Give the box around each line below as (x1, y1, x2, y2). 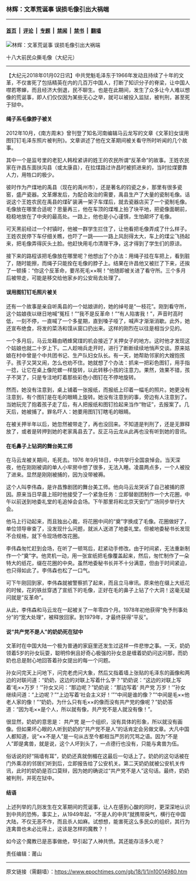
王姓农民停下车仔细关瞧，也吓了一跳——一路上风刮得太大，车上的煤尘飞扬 (6, 232, 185, 239)
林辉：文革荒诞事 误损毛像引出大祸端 (6, 5, 109, 13)
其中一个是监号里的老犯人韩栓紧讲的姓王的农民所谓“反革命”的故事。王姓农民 (6, 156, 190, 163)
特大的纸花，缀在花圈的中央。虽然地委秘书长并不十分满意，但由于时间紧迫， (6, 560, 190, 567)
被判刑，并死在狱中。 (6, 775, 57, 782)
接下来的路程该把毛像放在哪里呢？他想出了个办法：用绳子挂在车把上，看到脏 (6, 252, 190, 259)
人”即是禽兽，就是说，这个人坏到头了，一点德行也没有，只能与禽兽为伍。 (6, 740, 183, 747)
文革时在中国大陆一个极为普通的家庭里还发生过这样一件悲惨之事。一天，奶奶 (6, 642, 190, 649)
